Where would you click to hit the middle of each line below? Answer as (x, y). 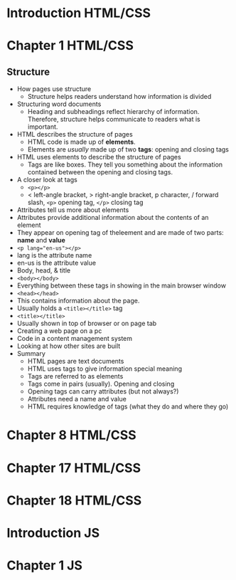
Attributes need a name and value (77, 399)
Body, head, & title (44, 270)
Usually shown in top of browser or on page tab (87, 323)
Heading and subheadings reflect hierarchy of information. (113, 112)
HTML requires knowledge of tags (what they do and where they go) (128, 406)
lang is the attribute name (54, 255)
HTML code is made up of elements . (81, 142)
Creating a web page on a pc (59, 331)
